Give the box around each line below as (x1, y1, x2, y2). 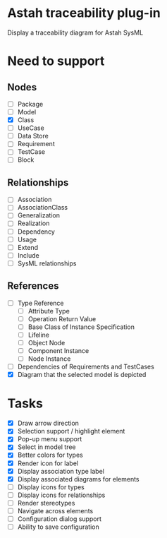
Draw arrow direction (17, 419, 80, 428)
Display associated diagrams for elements (17, 474, 140, 483)
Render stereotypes (17, 498, 75, 507)
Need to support (7, 53, 105, 69)
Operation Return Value (27, 314, 97, 323)
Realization (17, 219, 50, 227)
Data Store (17, 132, 49, 141)
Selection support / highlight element (17, 427, 125, 436)
